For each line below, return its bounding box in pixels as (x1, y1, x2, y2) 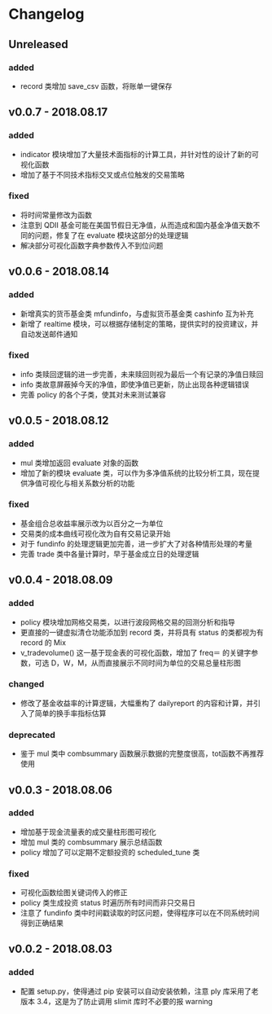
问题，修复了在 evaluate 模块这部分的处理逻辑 (34, 230, 189, 240)
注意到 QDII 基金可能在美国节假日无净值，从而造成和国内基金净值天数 (20, 220, 253, 230)
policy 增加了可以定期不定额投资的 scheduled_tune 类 (20, 847, 200, 857)
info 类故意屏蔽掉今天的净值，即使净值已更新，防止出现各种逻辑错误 (20, 380, 250, 389)
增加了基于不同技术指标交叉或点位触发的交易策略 (20, 169, 185, 179)
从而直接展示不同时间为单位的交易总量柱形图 (90, 657, 242, 668)
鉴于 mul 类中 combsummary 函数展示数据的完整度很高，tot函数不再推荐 (20, 748, 265, 758)
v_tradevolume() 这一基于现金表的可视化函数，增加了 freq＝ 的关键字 (20, 647, 252, 657)
